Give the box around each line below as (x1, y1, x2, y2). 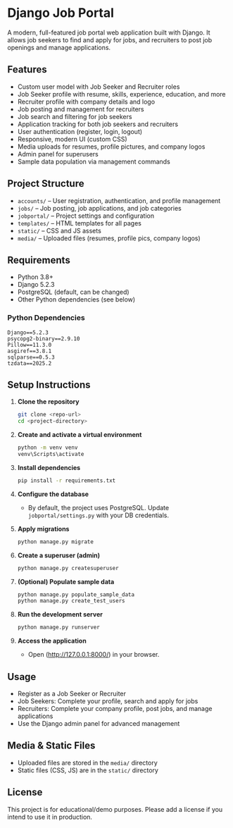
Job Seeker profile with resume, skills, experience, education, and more (17, 89, 227, 98)
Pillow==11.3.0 (7, 341, 52, 348)
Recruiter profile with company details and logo (17, 97, 156, 106)
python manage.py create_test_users (17, 598, 125, 605)
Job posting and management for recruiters (17, 104, 144, 113)
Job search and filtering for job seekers (17, 112, 132, 121)
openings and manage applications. (7, 43, 111, 51)
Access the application (17, 636, 87, 645)
